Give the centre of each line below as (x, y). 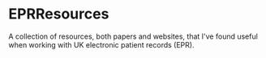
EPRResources (59, 14)
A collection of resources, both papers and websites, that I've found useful (133, 36)
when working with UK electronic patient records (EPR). (101, 44)
